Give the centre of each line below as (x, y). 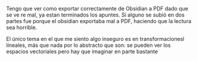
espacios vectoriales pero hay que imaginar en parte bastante (82, 52)
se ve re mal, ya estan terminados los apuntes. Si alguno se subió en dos (96, 15)
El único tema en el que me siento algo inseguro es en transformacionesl (95, 39)
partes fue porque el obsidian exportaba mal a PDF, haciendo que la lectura (99, 21)
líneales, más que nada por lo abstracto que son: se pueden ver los (88, 45)
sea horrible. (22, 27)
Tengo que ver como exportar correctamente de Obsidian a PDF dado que (97, 9)
